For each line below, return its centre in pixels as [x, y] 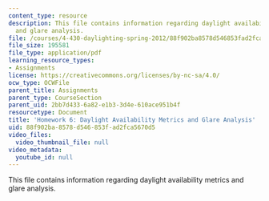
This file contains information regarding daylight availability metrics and [126, 180]
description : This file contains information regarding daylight [119, 23]
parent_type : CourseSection [55, 98]
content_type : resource [48, 16]
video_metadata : [35, 150]
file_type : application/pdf [55, 53]
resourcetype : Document [48, 113]
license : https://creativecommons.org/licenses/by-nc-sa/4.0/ [114, 75]
